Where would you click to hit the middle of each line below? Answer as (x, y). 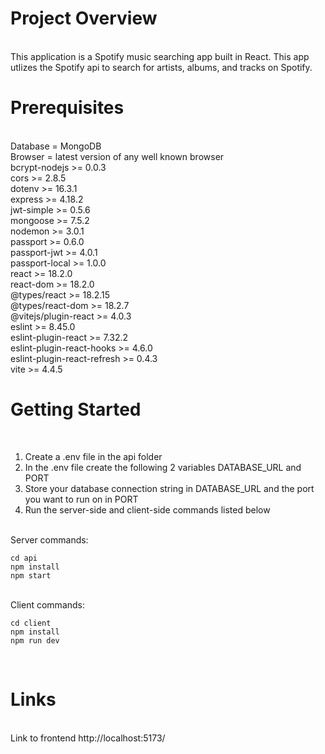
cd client (31, 623)
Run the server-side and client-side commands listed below (147, 509)
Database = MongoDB (56, 146)
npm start (31, 575)
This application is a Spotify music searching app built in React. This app (160, 56)
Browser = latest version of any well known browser (117, 156)
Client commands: (48, 604)
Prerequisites (67, 108)
